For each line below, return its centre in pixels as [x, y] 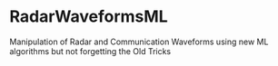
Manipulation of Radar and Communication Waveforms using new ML [139, 42]
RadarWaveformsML [89, 17]
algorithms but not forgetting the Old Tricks [90, 51]
